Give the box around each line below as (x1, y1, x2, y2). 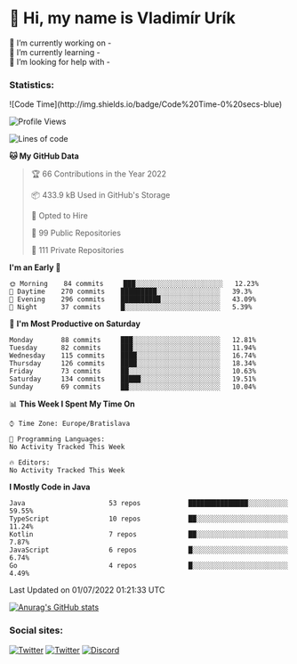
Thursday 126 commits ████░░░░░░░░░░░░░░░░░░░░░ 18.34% (9, 359, 256, 368)
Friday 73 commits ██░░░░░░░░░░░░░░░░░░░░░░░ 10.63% (9, 367, 256, 376)
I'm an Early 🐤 (9, 262, 61, 273)
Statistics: (9, 78, 55, 91)
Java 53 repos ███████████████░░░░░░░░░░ (9, 499, 289, 508)
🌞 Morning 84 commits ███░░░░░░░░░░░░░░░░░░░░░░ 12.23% (9, 280, 260, 289)
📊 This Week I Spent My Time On (9, 398, 135, 409)
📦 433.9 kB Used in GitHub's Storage (30, 190, 171, 201)
